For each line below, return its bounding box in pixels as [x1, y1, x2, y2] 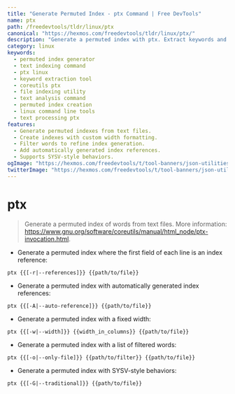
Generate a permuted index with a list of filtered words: [17, 340, 177, 349]
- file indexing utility [13, 88, 86, 95]
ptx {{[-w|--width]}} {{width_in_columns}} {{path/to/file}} [7, 328, 190, 335]
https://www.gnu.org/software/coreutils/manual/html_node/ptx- [24, 227, 208, 235]
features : [7, 120, 36, 128]
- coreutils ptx [13, 82, 61, 89]
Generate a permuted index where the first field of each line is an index [17, 248, 222, 256]
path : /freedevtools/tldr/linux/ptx [7, 23, 114, 30]
